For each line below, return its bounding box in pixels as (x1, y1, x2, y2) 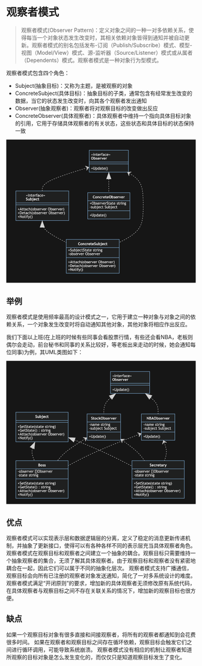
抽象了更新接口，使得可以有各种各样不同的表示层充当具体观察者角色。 (22, 542, 196, 549)
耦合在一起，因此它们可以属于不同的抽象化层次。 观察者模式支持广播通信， (6, 564, 192, 572)
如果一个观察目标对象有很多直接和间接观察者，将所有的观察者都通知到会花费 (6, 631, 196, 638)
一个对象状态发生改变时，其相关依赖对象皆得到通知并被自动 (37, 34, 185, 41)
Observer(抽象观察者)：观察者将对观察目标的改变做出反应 (14, 105, 158, 112)
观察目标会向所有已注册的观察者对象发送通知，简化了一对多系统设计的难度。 (6, 572, 196, 579)
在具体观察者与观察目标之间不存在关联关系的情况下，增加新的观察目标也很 (6, 587, 191, 594)
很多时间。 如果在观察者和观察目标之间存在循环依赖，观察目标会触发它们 (6, 638, 187, 646)
